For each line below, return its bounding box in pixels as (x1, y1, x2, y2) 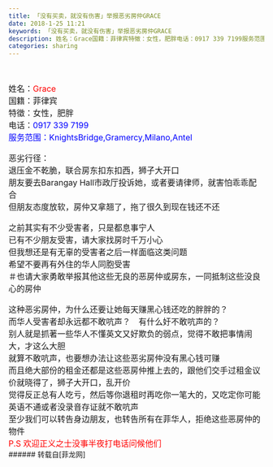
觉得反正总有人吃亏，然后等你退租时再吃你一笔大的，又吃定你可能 (8, 389, 262, 400)
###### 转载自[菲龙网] (8, 450, 86, 460)
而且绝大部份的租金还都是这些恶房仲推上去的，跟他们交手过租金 (8, 365, 253, 376)
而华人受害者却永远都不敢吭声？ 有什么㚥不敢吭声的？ (8, 316, 221, 327)
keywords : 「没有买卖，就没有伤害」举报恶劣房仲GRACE (8, 27, 172, 35)
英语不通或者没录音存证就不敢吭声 (8, 401, 140, 413)
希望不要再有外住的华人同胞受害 (8, 259, 132, 270)
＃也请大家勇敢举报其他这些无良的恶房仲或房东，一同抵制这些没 (8, 271, 253, 283)
